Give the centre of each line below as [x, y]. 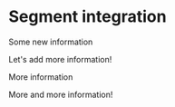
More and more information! [61, 94]
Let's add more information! [60, 59]
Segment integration [87, 17]
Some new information [51, 42]
